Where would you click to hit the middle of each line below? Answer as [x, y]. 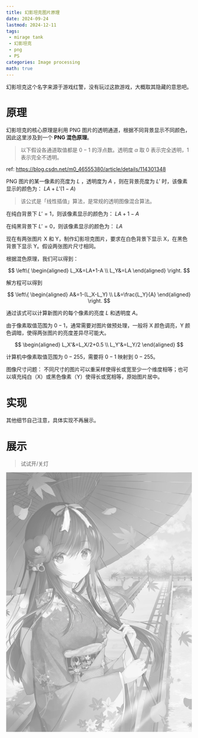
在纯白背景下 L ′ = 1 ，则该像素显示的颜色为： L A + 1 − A [73, 214]
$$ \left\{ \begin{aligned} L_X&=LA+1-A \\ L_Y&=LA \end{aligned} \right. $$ [99, 271]
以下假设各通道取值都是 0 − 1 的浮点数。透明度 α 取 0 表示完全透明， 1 [105, 150]
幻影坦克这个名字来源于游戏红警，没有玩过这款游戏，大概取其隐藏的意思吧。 [99, 87]
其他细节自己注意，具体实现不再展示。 [52, 420]
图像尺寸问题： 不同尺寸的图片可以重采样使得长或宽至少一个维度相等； [92, 369]
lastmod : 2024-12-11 [32, 25]
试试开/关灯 [34, 464]
